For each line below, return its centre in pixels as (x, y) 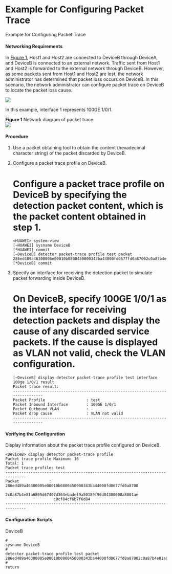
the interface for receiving (70, 310)
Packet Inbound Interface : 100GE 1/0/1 (64, 405)
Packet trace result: (36, 387)
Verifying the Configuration (35, 434)
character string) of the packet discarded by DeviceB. (69, 153)
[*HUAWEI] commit (31, 250)
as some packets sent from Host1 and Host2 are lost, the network (74, 74)
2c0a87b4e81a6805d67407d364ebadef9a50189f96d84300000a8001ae (72, 495)
